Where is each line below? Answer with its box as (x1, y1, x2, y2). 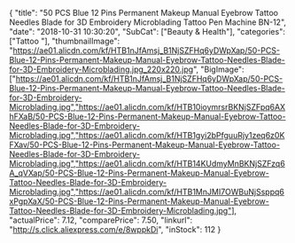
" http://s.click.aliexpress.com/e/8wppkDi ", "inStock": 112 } (9, 224, 221, 234)
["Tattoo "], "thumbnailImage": (9, 35, 120, 46)
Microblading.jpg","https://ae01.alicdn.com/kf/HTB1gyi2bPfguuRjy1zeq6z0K (9, 130, 285, 140)
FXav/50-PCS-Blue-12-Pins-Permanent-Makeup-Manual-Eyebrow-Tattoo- (9, 139, 281, 150)
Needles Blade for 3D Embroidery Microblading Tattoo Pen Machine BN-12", (9, 17, 286, 27)
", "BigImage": (193, 64, 245, 74)
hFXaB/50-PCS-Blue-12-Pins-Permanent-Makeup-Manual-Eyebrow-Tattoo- (9, 111, 286, 121)
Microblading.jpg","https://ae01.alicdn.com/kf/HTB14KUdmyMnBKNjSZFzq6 (9, 159, 285, 169)
